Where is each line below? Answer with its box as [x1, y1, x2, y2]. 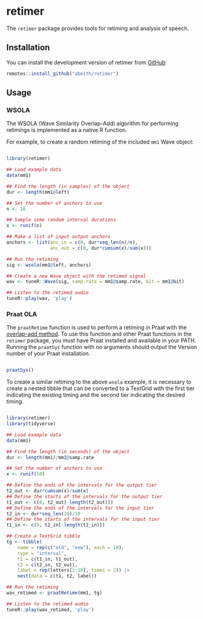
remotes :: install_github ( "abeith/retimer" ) [6, 71, 119, 77]
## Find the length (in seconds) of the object [6, 448, 130, 455]
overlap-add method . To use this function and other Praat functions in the [6, 330, 192, 338]
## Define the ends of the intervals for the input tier [6, 505, 155, 511]
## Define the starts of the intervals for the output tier [6, 493, 163, 499]
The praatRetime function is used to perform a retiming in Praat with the [6, 324, 187, 331]
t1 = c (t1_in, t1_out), [17, 556, 78, 562]
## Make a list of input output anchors [6, 234, 111, 240]
